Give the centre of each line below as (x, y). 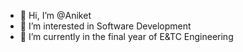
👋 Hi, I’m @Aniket (55, 15)
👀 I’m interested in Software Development (105, 26)
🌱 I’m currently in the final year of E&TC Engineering (126, 36)
